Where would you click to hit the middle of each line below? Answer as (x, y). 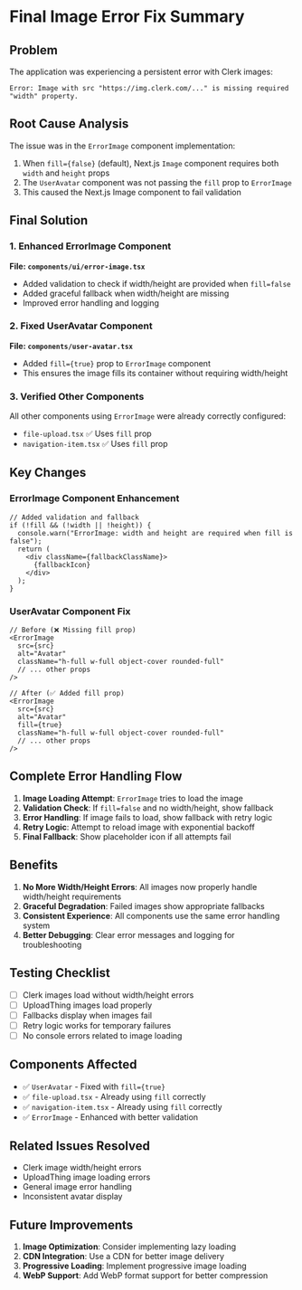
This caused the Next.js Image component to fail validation (132, 192)
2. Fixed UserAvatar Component (81, 326)
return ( (34, 549)
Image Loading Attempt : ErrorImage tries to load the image (133, 798)
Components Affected (73, 1065)
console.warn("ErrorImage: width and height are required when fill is (156, 533)
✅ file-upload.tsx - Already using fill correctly (114, 1096)
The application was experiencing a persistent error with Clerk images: (141, 71)
